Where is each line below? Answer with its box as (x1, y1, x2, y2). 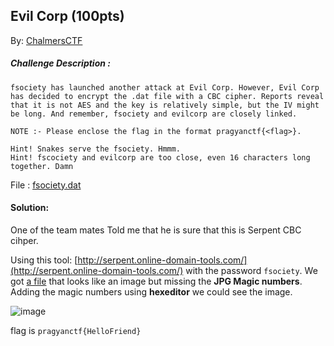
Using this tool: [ (10, 254, 78, 266)
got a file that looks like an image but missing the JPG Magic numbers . (10, 275, 303, 287)
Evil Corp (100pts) (10, 8, 125, 25)
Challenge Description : (10, 57, 111, 69)
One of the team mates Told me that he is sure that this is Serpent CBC (10, 224, 302, 236)
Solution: (10, 202, 50, 214)
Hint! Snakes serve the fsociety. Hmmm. (10, 144, 182, 154)
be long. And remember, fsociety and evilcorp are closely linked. (10, 109, 298, 119)
